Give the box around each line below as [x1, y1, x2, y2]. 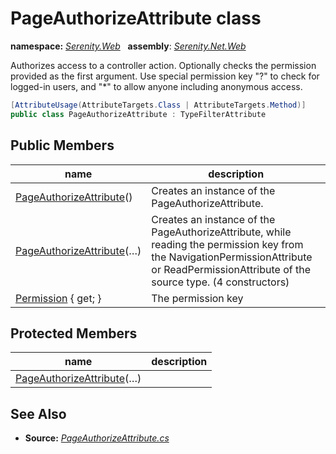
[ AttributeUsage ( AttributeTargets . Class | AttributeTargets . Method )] [10, 100, 307, 110]
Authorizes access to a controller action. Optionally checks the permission [10, 59, 317, 71]
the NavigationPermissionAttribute [151, 250, 313, 264]
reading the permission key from [151, 237, 304, 251]
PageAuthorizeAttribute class [10, 7, 262, 30]
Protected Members [10, 325, 138, 342]
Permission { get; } [15, 291, 102, 305]
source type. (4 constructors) [151, 275, 290, 289]
